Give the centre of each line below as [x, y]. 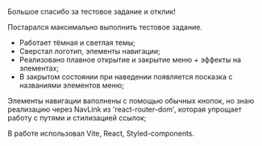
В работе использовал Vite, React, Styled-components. [101, 133]
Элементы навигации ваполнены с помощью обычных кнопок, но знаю [131, 101]
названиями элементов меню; [71, 85]
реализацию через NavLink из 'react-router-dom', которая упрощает [125, 109]
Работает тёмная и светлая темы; [77, 43]
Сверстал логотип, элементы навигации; [89, 51]
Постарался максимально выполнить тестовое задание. [105, 27]
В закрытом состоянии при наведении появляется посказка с [126, 77]
